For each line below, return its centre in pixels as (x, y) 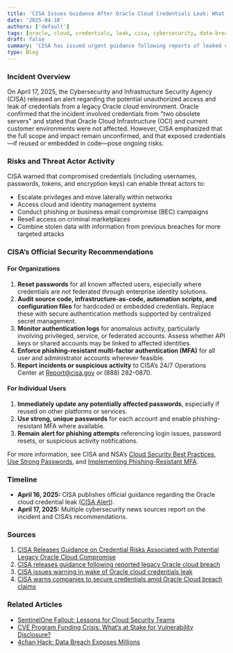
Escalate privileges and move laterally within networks (95, 197)
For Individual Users (37, 389)
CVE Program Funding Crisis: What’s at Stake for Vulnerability (105, 627)
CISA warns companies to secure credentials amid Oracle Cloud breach (120, 579)
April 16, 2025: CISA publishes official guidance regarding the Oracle (116, 495)
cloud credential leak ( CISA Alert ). (66, 502)
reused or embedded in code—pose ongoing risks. (91, 144)
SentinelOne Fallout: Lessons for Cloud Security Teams (96, 620)
